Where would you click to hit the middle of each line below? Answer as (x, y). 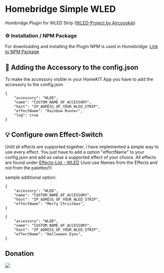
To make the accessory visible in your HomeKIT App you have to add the (79, 79)
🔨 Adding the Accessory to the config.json (72, 67)
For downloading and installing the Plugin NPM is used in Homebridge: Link (82, 47)
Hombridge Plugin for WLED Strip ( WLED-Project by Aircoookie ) (70, 23)
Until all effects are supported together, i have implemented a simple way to (82, 147)
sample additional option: (31, 177)
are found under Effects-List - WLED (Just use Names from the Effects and (82, 163)
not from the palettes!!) (28, 167)
